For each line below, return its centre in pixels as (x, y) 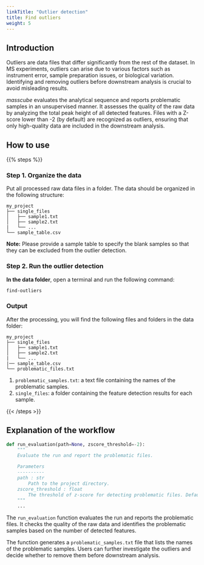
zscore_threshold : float (50, 489)
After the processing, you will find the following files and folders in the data (100, 319)
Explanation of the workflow (61, 430)
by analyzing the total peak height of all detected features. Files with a (94, 113)
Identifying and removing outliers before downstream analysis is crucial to (99, 82)
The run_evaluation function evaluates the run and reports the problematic (100, 518)
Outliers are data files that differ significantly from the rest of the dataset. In (101, 63)
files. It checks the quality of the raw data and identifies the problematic (96, 524)
